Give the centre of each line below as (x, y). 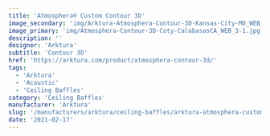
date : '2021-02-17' (41, 120)
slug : (17, 113)
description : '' (35, 38)
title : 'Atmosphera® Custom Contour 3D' (77, 16)
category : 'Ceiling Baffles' (57, 98)
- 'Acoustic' (37, 82)
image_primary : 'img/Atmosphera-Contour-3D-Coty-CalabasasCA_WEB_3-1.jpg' (136, 30)
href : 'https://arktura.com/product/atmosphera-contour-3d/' (113, 61)
